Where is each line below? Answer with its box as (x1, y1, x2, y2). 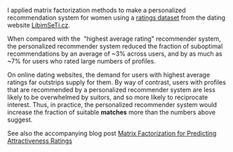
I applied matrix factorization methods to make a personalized (7, 6, 186, 14)
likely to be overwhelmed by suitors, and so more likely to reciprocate (7, 93, 208, 101)
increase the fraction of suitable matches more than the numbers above (7, 108, 216, 116)
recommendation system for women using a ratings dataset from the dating (7, 13, 226, 22)
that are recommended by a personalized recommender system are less (7, 86, 216, 94)
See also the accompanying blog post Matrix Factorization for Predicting (7, 129, 217, 137)
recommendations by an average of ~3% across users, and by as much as (7, 49, 222, 58)
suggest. (7, 115, 33, 124)
